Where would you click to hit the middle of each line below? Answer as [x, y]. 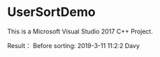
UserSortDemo [51, 12]
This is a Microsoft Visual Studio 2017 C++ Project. [80, 31]
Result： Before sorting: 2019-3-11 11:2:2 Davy [73, 45]
